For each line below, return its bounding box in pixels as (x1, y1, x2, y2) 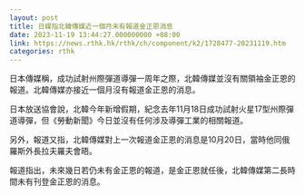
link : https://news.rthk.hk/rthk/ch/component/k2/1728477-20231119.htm (9, 38, 286, 48)
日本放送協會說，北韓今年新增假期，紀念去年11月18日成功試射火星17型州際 (9, 103, 287, 114)
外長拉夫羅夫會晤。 (25, 146, 97, 157)
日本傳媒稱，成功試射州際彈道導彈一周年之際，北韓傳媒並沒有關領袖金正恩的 (9, 73, 296, 84)
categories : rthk (9, 47, 75, 56)
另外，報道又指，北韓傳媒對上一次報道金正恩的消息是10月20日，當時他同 (9, 134, 282, 145)
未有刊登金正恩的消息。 (16, 176, 105, 187)
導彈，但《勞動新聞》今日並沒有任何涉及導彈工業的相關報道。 (16, 115, 248, 126)
